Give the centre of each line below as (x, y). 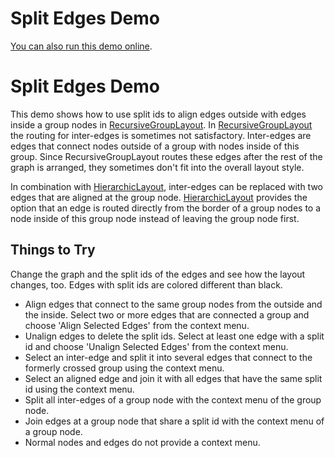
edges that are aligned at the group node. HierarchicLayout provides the (159, 197)
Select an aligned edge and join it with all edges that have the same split (173, 378)
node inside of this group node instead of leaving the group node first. (155, 218)
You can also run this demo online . (81, 46)
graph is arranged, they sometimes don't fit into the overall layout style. (157, 167)
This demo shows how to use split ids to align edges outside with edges (158, 114)
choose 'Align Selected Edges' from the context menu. (137, 325)
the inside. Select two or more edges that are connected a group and (167, 314)
